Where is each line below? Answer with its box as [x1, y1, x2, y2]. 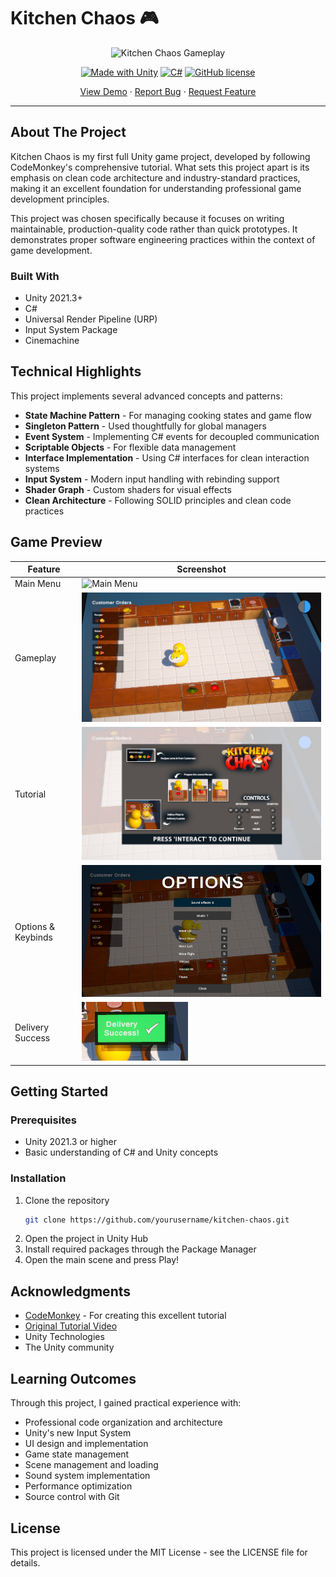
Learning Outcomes [10, 1370, 137, 1387]
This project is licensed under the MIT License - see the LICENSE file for [10, 1546, 308, 1558]
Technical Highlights [10, 363, 142, 380]
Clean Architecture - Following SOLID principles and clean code [24, 494, 292, 506]
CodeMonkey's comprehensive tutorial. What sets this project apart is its [10, 161, 310, 173]
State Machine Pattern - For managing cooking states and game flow [24, 409, 312, 421]
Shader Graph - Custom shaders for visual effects [24, 483, 232, 495]
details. [10, 1556, 41, 1569]
